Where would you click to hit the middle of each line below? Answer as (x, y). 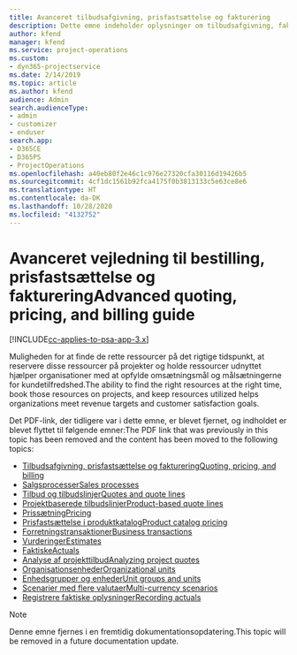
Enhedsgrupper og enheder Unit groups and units (111, 578)
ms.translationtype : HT (53, 190)
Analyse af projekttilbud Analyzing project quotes (111, 560)
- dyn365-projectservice (55, 67)
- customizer (33, 125)
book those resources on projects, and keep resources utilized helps (134, 393)
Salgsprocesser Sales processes (80, 484)
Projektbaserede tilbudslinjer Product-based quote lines (122, 503)
